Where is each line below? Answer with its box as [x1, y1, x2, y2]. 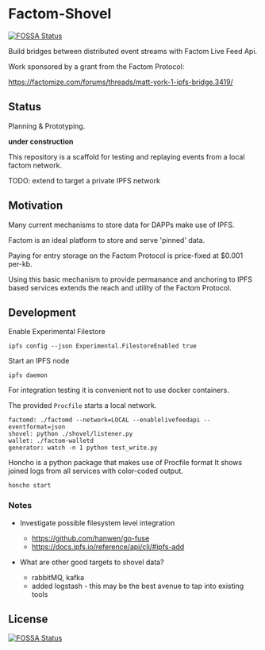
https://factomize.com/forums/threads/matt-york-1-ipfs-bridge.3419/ [8, 77, 234, 87]
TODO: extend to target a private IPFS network [8, 175, 161, 185]
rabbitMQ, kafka [31, 572, 85, 582]
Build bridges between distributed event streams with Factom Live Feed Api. [8, 46, 258, 56]
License [8, 613, 48, 626]
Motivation [8, 199, 63, 213]
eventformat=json [8, 423, 66, 431]
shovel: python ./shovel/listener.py [8, 430, 133, 438]
